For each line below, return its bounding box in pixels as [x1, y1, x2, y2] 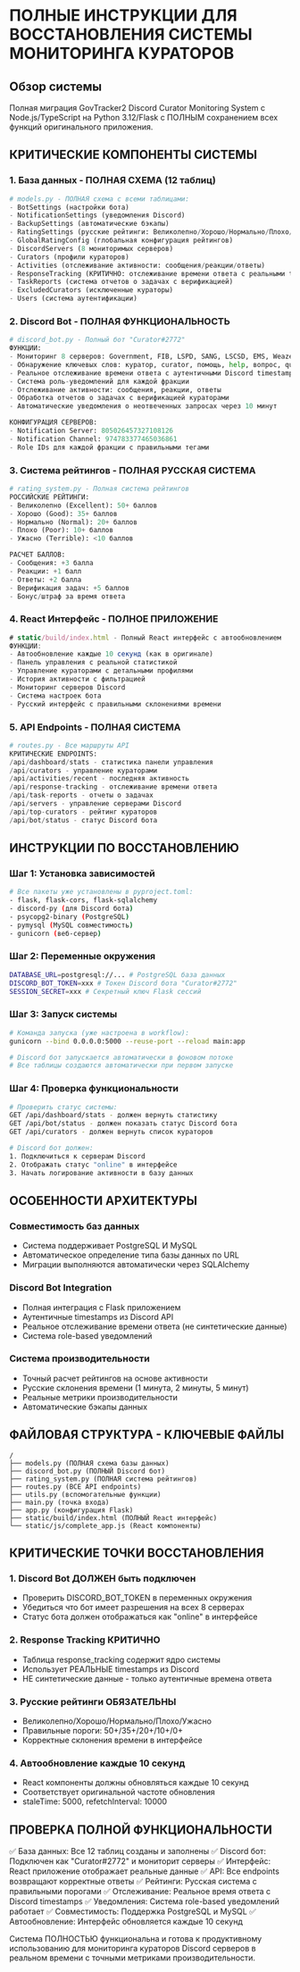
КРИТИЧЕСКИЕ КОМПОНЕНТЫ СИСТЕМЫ [9, 147, 257, 163]
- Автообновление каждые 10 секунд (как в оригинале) [9, 649, 214, 659]
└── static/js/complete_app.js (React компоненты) [9, 1521, 202, 1530]
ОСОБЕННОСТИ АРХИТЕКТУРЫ [9, 1193, 198, 1208]
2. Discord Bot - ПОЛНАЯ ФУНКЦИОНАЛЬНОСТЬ [9, 314, 230, 327]
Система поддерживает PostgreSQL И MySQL [21, 1241, 198, 1251]
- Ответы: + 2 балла [9, 575, 82, 584]
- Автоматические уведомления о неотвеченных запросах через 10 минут [9, 402, 278, 411]
